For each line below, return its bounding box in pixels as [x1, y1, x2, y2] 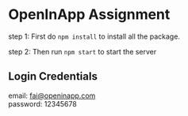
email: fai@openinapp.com [8, 91, 96, 100]
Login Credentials [8, 69, 98, 84]
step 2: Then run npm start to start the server [8, 47, 157, 56]
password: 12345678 [8, 99, 77, 108]
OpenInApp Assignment [8, 6, 171, 24]
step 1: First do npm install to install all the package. [8, 32, 181, 41]
